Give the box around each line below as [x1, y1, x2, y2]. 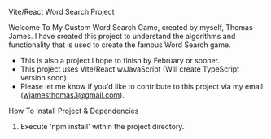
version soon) [20, 73, 67, 82]
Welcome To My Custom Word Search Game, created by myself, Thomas [8, 23, 254, 32]
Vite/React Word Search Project [8, 7, 116, 16]
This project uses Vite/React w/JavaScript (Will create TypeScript [20, 64, 240, 74]
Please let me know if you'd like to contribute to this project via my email [20, 81, 263, 91]
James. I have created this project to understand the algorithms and [8, 32, 236, 41]
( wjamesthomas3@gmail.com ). [20, 90, 125, 100]
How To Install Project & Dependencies [8, 106, 139, 115]
